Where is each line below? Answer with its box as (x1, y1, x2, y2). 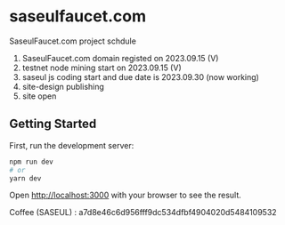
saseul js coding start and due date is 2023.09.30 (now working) (21, 71, 260, 82)
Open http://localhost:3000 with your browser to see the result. (9, 189, 242, 201)
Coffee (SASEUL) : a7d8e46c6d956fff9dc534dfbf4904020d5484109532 (9, 207, 278, 218)
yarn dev (9, 173, 42, 183)
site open (21, 91, 57, 101)
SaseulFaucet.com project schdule (9, 36, 136, 46)
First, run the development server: (9, 140, 134, 150)
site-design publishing (21, 81, 105, 92)
